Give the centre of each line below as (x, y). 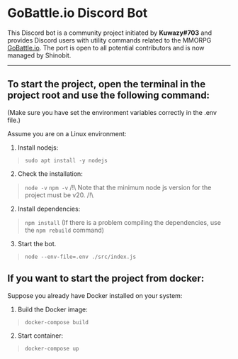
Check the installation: (50, 173)
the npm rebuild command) (64, 230)
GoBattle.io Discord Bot (78, 13)
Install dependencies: (49, 209)
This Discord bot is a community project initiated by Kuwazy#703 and (110, 33)
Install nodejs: (38, 148)
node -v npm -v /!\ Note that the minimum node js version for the (118, 187)
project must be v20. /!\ (59, 195)
